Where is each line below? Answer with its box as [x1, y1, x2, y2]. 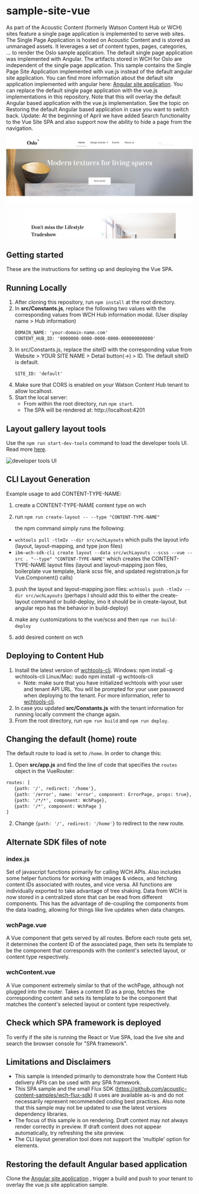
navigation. [6, 125, 34, 132]
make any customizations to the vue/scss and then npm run [14, 616, 159, 623]
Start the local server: [14, 394, 68, 401]
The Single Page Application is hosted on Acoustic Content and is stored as [6, 36, 191, 43]
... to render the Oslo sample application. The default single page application [6, 49, 193, 56]
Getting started [6, 250, 64, 260]
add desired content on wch [14, 633, 84, 641]
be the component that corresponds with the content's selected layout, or [6, 947, 187, 954]
